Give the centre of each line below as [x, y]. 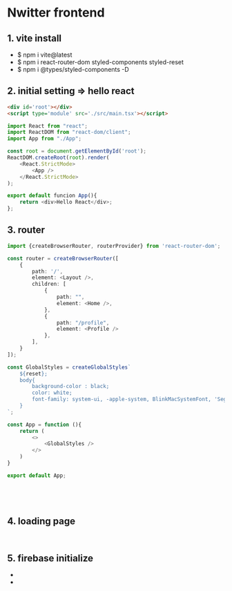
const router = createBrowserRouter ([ [63, 258]
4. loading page [41, 522]
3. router [26, 230]
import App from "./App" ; [44, 139]
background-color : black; [71, 387]
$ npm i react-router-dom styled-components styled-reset [100, 62]
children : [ [49, 284]
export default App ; [37, 475]
